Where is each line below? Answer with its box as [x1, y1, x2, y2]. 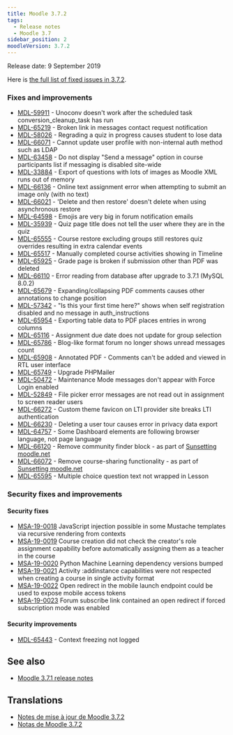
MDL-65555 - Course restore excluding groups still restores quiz [17, 235, 203, 243]
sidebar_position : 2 [7, 36, 68, 43]
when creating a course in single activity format [17, 574, 155, 583]
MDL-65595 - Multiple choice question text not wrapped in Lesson [17, 472, 209, 480]
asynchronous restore [17, 205, 81, 214]
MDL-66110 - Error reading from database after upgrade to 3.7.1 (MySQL [17, 272, 225, 280]
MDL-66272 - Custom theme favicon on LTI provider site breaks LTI [17, 406, 211, 414]
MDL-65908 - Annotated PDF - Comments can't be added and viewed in [17, 353, 227, 362]
